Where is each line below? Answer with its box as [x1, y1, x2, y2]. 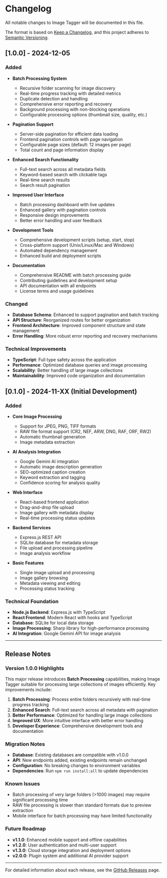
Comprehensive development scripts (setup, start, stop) [19, 237, 135, 243]
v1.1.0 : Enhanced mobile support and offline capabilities [12, 837, 127, 843]
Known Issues [5, 780, 40, 787]
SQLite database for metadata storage [19, 539, 98, 545]
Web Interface [12, 489, 43, 495]
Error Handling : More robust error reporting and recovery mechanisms [12, 333, 158, 339]
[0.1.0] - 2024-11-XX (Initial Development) [5, 387, 138, 396]
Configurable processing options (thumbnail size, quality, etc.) [19, 111, 148, 117]
